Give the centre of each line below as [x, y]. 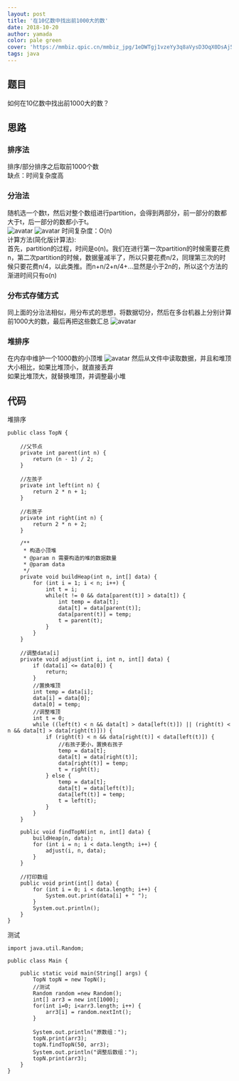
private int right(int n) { [62, 518]
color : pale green [34, 41]
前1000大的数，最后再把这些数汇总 [58, 321]
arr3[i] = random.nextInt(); [89, 1013]
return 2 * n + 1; [60, 492]
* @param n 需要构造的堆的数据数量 [70, 558]
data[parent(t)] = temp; [95, 614]
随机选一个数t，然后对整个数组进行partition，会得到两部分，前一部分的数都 [117, 213]
